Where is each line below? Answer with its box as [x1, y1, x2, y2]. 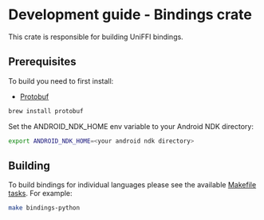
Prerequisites [8, 55, 77, 69]
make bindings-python [8, 204, 81, 212]
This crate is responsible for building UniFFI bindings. [8, 32, 183, 41]
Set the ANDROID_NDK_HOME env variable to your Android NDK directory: [8, 121, 254, 131]
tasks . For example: [8, 189, 73, 198]
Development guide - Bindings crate [8, 6, 253, 24]
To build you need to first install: [8, 76, 114, 85]
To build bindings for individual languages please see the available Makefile [8, 180, 257, 190]
